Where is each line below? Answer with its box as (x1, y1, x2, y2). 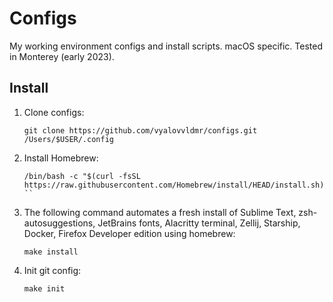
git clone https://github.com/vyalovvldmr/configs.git (23, 125, 258, 136)
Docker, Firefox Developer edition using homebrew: (23, 227, 236, 239)
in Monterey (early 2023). (9, 50, 115, 62)
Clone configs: (23, 106, 85, 118)
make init (23, 283, 66, 294)
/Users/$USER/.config (23, 134, 114, 144)
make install (23, 247, 79, 257)
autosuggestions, (23, 217, 96, 229)
